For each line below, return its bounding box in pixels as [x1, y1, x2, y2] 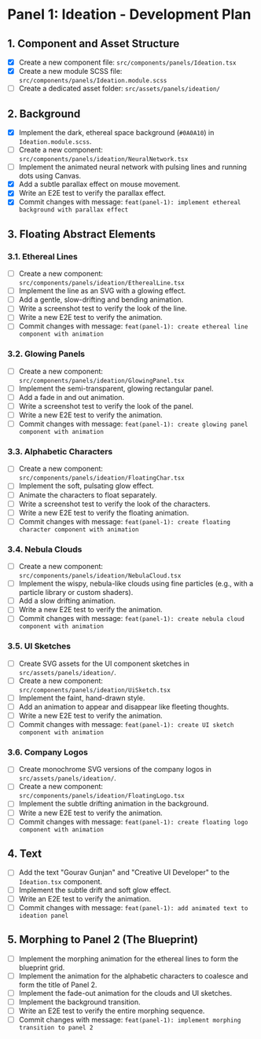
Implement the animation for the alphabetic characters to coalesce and [18, 971, 248, 980]
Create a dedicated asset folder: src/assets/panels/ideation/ [18, 84, 221, 94]
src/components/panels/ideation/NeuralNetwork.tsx [18, 156, 189, 163]
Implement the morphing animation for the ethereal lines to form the [18, 953, 239, 964]
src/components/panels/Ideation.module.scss [18, 77, 167, 85]
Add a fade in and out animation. [18, 392, 125, 402]
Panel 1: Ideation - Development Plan [7, 6, 252, 24]
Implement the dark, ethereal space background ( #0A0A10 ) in [18, 128, 215, 137]
